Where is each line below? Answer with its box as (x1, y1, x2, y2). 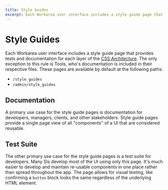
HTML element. (5, 180, 37, 186)
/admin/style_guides (12, 82, 56, 87)
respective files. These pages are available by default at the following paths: (5, 66, 163, 72)
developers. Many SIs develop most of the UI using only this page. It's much (5, 159, 163, 165)
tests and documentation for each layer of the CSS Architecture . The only (5, 56, 157, 62)
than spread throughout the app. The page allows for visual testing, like (5, 169, 153, 175)
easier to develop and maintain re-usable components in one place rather (5, 164, 157, 170)
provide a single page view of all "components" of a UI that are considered (5, 120, 160, 126)
